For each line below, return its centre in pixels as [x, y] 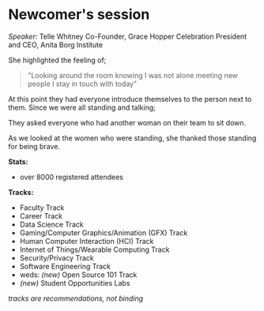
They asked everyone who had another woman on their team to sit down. [127, 122]
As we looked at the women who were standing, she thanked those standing [132, 138]
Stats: [19, 161]
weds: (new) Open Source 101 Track [78, 275]
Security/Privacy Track [57, 257]
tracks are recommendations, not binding [76, 298]
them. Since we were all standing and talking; [82, 107]
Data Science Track [52, 224]
